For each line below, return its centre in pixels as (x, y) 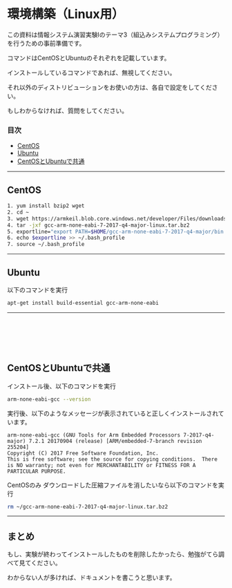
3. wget (18, 218)
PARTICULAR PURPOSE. (37, 471)
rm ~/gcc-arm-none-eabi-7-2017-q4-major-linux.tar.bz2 (88, 506)
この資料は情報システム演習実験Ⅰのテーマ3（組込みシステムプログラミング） (115, 35)
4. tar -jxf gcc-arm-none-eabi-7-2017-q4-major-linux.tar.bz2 (98, 225)
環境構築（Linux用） (66, 14)
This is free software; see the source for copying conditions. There (112, 459)
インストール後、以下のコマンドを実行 (61, 386)
